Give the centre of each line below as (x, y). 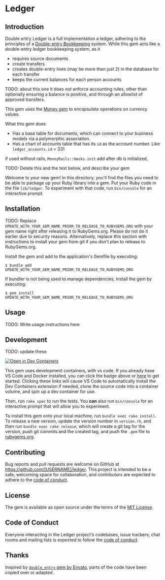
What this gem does (25, 124)
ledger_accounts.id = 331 (38, 149)
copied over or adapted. (30, 572)
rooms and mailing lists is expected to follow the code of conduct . (72, 540)
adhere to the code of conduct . (37, 480)
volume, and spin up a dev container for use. (50, 391)
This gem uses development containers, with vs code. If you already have (80, 371)
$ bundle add (18, 265)
